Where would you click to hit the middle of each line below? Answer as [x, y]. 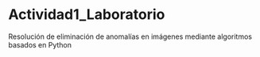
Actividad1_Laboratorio [87, 15]
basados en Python [40, 44]
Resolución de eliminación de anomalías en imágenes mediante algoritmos [130, 36]
